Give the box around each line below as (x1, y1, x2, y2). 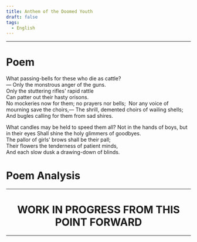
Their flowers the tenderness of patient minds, (6, 142, 118, 149)
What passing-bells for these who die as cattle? (6, 75, 121, 82)
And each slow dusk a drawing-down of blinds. (6, 149, 120, 156)
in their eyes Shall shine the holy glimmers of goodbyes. (6, 130, 141, 137)
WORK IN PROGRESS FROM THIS (17, 203, 180, 217)
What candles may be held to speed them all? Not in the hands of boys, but (6, 124, 188, 131)
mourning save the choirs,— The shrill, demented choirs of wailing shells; (6, 106, 184, 113)
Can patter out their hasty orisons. (6, 94, 89, 101)
